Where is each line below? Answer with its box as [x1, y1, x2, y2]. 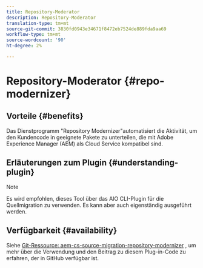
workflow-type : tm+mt [6, 32, 61, 38]
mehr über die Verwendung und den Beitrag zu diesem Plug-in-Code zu [6, 248, 186, 255]
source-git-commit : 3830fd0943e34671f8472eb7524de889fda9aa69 [6, 25, 167, 32]
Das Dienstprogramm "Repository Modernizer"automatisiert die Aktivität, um [6, 127, 198, 134]
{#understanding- [108, 158, 179, 168]
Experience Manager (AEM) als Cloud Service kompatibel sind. [6, 140, 164, 147]
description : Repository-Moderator [6, 15, 96, 21]
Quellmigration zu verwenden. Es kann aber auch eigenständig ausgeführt [6, 201, 192, 209]
